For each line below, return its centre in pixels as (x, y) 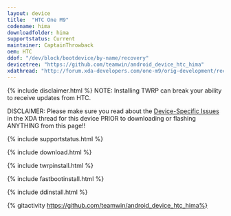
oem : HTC (20, 52)
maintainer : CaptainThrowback (51, 45)
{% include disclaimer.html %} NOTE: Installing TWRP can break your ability (114, 91)
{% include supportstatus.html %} (55, 139)
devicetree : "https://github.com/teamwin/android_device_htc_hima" (106, 64)
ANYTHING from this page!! (46, 125)
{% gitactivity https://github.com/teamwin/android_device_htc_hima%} (108, 205)
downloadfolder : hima (38, 33)
